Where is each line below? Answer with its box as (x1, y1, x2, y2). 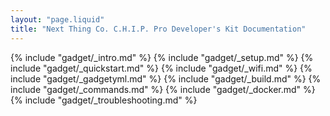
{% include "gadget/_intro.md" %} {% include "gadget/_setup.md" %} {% (10, 51, 314, 63)
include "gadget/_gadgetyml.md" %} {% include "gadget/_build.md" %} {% (10, 72, 322, 85)
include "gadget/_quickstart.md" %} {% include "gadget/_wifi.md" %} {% (10, 62, 313, 74)
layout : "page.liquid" (10, 14, 105, 25)
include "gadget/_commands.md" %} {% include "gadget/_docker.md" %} (10, 83, 316, 95)
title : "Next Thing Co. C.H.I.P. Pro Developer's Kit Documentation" (10, 24, 307, 34)
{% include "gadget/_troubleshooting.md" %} (10, 94, 198, 106)
